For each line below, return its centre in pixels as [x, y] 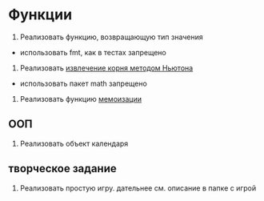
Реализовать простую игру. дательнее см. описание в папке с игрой [138, 188]
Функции [40, 15]
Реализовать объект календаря [74, 143]
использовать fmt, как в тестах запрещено [93, 52]
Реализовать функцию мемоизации [81, 98]
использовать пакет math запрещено [84, 83]
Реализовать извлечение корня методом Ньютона [106, 68]
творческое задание [63, 169]
